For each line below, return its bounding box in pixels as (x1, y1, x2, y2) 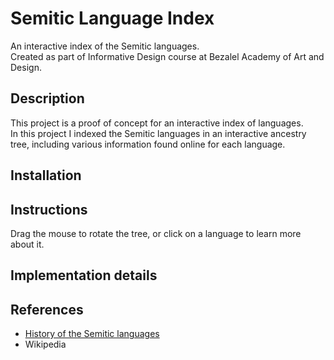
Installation (10, 167, 82, 184)
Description (10, 90, 85, 107)
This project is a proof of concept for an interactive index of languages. (10, 117, 304, 129)
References (10, 301, 84, 318)
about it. (10, 238, 45, 250)
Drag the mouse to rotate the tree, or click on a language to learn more (10, 227, 302, 239)
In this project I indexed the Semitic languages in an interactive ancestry (10, 127, 307, 139)
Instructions (10, 201, 88, 218)
